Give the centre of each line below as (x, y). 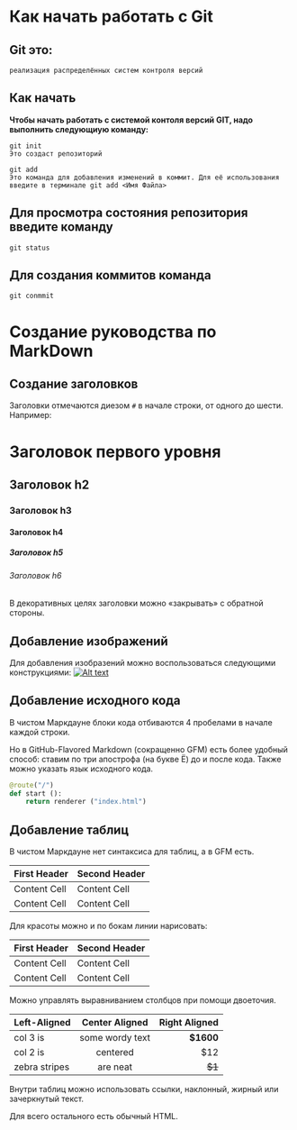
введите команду (62, 227)
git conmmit (31, 296)
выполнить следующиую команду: (79, 129)
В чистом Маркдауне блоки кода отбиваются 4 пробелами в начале (141, 722)
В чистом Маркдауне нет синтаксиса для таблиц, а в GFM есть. (132, 852)
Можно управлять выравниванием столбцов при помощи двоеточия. (143, 1000)
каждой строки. (40, 732)
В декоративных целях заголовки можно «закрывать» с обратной (136, 603)
